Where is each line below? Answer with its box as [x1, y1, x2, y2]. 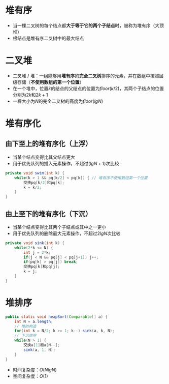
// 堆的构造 [14, 323, 37, 329]
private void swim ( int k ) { [5, 170, 65, 175]
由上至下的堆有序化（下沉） [5, 210, 92, 218]
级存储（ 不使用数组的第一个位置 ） [12, 79, 84, 85]
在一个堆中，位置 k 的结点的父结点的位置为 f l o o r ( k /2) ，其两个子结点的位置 [12, 85, 164, 92]
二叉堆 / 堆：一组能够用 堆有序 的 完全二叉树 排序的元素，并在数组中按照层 [12, 72, 164, 79]
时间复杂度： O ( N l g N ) [12, 367, 57, 373]
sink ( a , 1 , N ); [23, 347, 56, 352]
